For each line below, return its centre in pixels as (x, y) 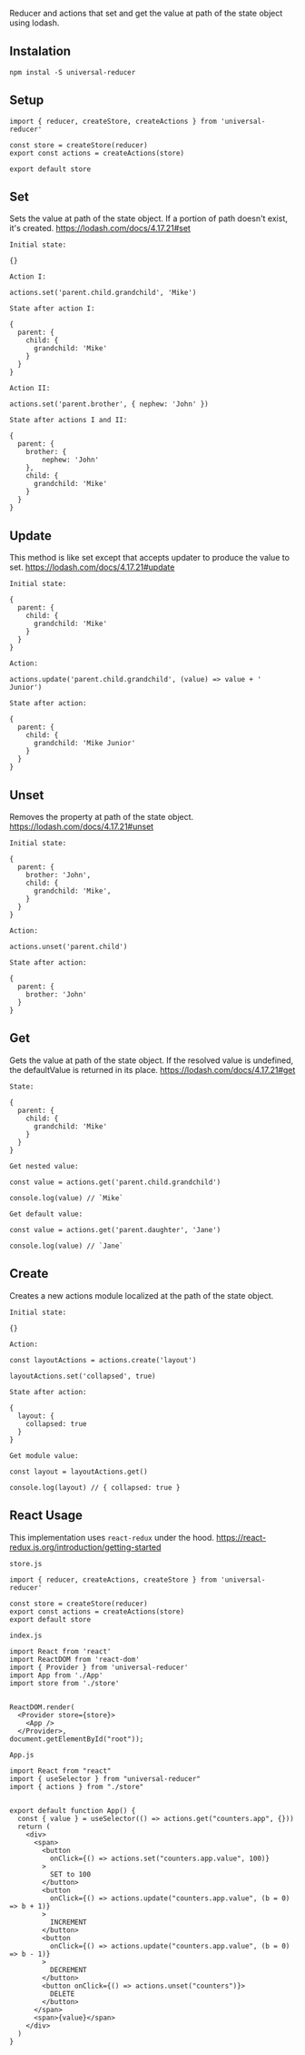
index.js (26, 1635)
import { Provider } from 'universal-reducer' (99, 1667)
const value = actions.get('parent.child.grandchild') (115, 1182)
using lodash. (34, 23)
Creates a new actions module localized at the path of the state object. (142, 1295)
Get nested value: (44, 1166)
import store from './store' (64, 1683)
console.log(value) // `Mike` (67, 1198)
